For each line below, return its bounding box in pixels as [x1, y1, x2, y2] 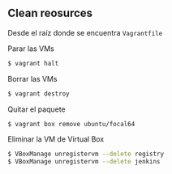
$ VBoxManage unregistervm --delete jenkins [7, 158, 161, 166]
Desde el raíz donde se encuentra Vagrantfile [7, 28, 163, 37]
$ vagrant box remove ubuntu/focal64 [7, 120, 135, 128]
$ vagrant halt [7, 59, 59, 67]
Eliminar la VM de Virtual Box [7, 134, 105, 144]
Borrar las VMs [7, 74, 58, 83]
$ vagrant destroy [7, 89, 70, 98]
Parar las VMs [7, 44, 54, 53]
